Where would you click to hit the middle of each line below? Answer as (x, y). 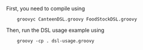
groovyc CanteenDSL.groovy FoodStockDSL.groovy (77, 19)
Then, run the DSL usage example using (55, 30)
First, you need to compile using (46, 9)
